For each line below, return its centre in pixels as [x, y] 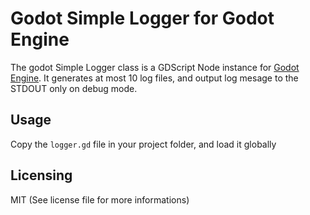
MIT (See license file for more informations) [100, 199]
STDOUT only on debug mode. [74, 88]
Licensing [41, 175]
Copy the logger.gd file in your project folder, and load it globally [143, 144]
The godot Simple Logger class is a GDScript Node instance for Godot [155, 67]
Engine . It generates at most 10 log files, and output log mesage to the [154, 78]
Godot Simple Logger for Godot [142, 18]
